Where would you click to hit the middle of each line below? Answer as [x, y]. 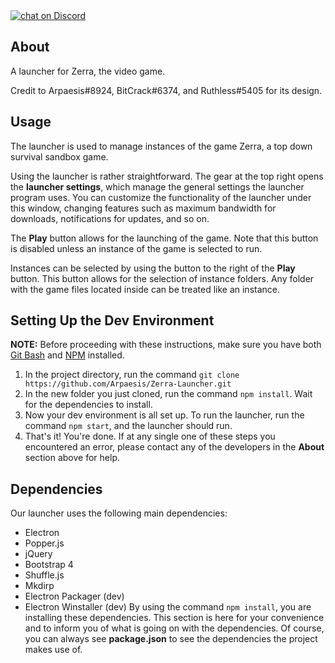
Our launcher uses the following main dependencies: [119, 513]
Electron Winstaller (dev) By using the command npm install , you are [168, 607]
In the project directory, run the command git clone [132, 375]
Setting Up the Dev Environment [112, 320]
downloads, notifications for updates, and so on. [110, 218]
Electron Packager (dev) [74, 596]
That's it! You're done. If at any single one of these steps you [150, 436]
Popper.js [44, 543]
